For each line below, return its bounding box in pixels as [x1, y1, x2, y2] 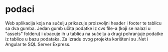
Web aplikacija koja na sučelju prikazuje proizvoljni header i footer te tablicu [5, 20, 162, 26]
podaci [5, 3, 35, 15]
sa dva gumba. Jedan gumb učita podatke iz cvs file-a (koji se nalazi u [5, 25, 151, 31]
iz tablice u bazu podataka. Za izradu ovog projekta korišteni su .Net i [5, 36, 148, 42]
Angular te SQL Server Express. [5, 41, 71, 47]
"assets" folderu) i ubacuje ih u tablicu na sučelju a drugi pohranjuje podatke [5, 30, 163, 36]
